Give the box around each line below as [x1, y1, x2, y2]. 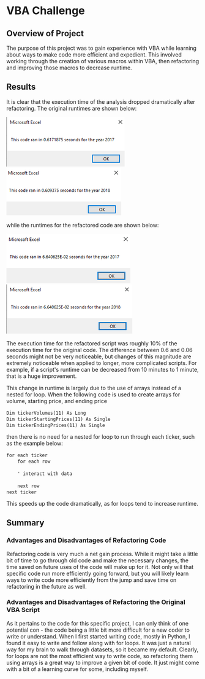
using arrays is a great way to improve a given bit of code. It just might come [6, 659, 199, 666]
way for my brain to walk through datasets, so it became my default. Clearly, [6, 646, 199, 653]
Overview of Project [6, 28, 84, 39]
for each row [17, 458, 51, 465]
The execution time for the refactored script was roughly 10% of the [6, 339, 177, 347]
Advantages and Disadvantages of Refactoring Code [6, 536, 166, 544]
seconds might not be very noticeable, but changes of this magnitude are [6, 353, 192, 360]
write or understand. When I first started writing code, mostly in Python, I [6, 632, 190, 640]
